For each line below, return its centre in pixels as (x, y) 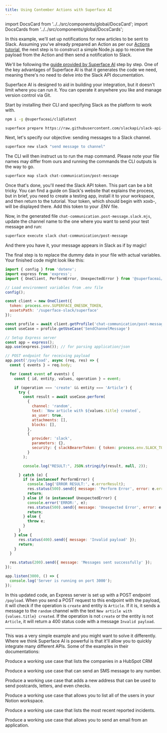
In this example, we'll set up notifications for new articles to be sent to (77, 39)
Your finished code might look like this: (45, 260)
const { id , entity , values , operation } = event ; (68, 378)
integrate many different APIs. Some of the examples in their (67, 646)
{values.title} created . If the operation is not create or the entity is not (79, 616)
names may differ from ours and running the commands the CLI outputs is (81, 162)
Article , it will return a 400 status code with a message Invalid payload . (80, 621)
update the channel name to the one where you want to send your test (77, 221)
